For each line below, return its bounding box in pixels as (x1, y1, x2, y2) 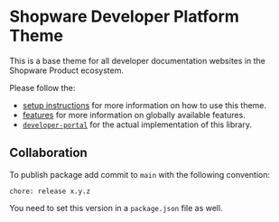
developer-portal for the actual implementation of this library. (22, 119, 253, 130)
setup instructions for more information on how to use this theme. (22, 99, 267, 110)
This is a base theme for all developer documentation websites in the (9, 55, 266, 66)
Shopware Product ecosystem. (9, 65, 125, 76)
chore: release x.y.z (9, 187, 91, 196)
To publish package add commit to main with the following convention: (9, 169, 271, 180)
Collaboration (9, 145, 88, 161)
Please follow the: (9, 82, 76, 93)
